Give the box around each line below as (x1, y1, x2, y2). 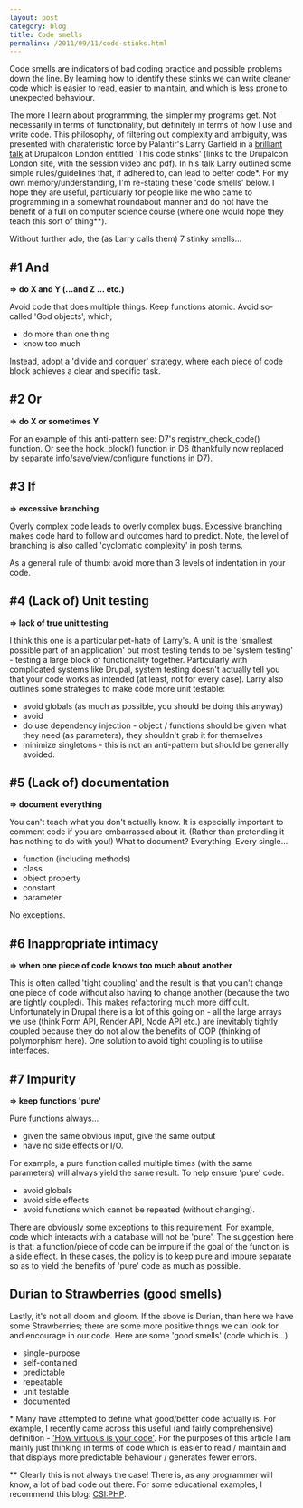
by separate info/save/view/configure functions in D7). (9, 452, 213, 463)
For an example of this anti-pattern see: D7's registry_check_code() (9, 433, 260, 444)
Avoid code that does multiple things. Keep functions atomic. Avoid (9, 301, 260, 313)
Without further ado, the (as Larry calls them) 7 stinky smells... (9, 233, 242, 245)
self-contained (22, 1357, 78, 1367)
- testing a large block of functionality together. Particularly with (9, 654, 248, 665)
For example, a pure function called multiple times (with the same (9, 1157, 253, 1168)
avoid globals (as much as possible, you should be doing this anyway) (22, 700, 284, 712)
